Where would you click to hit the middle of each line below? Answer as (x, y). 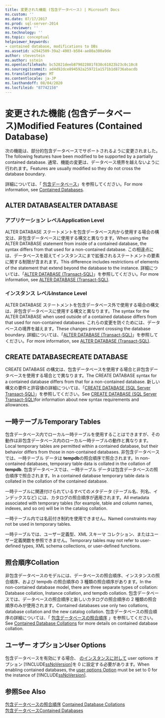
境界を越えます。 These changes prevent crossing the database (86, 329)
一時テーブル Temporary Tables (53, 421)
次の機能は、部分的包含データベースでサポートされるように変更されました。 (83, 151)
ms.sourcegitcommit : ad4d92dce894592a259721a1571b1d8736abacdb (71, 70)
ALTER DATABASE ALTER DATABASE (62, 205)
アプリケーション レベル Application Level (55, 220)
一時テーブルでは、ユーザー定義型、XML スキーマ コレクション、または (78, 534)
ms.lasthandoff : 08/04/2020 (34, 83)
